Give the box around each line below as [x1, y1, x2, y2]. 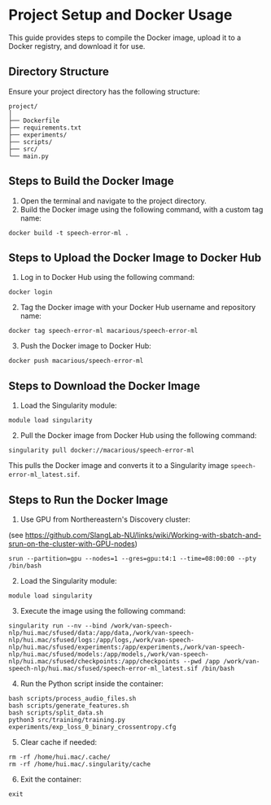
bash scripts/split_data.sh [8, 709, 104, 717]
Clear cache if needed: [20, 737, 98, 746]
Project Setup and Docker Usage [8, 6, 233, 24]
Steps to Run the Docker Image [8, 492, 168, 506]
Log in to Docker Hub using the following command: [20, 273, 195, 282]
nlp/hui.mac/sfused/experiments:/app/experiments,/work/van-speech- [8, 643, 246, 651]
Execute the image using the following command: [20, 606, 186, 615]
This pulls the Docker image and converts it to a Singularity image [8, 461, 229, 470]
